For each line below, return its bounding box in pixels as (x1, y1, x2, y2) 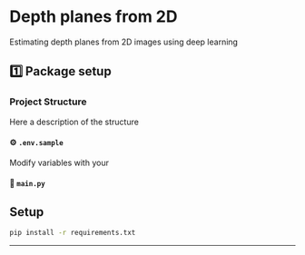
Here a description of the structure (9, 116, 139, 127)
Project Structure (9, 95, 87, 108)
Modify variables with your (9, 157, 109, 168)
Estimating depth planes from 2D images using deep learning (9, 36, 239, 47)
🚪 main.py (9, 178, 45, 189)
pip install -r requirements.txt (9, 229, 136, 238)
